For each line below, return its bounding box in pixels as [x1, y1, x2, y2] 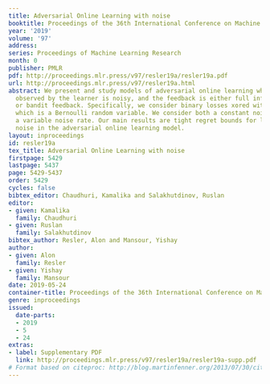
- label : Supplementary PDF [8, 349, 103, 357]
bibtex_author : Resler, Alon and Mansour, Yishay [8, 237, 178, 245]
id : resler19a [8, 138, 56, 147]
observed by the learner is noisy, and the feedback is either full [15, 94, 250, 102]
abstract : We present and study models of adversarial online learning [8, 86, 253, 95]
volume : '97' [8, 34, 52, 43]
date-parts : [15, 311, 56, 319]
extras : [8, 341, 35, 349]
